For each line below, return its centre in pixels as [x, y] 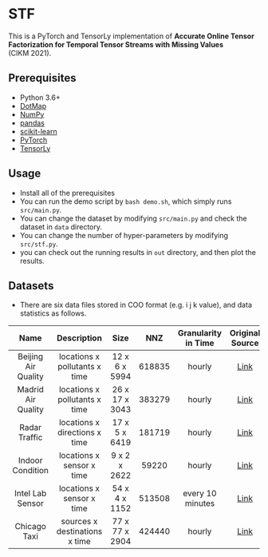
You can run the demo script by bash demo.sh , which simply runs [126, 201]
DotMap [33, 105]
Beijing [30, 356]
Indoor [30, 460]
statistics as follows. [53, 313]
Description [79, 338]
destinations [79, 531]
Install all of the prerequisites [67, 193]
